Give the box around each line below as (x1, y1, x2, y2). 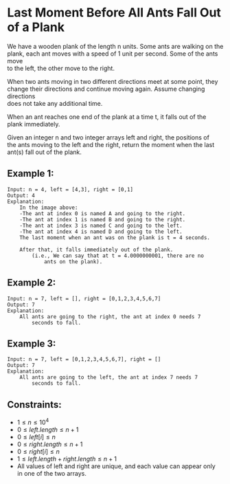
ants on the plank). (43, 258, 103, 265)
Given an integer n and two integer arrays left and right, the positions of (7, 133, 209, 142)
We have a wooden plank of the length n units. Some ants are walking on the (7, 42, 224, 50)
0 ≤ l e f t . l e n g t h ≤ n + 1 (16, 425, 79, 434)
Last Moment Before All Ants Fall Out (7, 5, 222, 21)
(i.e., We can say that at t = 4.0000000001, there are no (32, 252, 205, 259)
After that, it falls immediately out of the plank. (19, 246, 174, 253)
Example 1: (7, 168, 54, 179)
